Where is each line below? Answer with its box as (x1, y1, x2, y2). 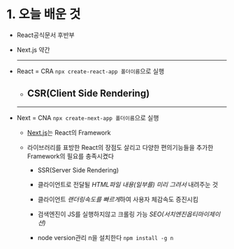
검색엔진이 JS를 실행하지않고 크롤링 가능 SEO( (37, 210, 165, 218)
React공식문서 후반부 (16, 31, 75, 39)
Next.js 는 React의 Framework (27, 128, 111, 137)
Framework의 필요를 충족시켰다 (27, 151, 115, 160)
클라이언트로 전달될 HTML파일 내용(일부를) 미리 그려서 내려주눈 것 (37, 180, 219, 188)
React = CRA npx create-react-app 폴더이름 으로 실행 (16, 67, 165, 75)
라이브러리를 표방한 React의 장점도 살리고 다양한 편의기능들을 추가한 (27, 143, 214, 151)
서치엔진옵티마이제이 (163, 210, 221, 218)
